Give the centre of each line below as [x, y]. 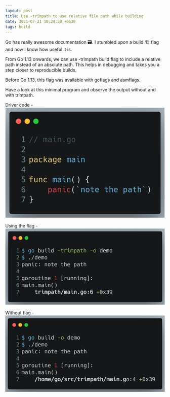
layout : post [19, 11]
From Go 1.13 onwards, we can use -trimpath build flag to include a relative [83, 59]
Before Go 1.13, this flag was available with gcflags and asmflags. [73, 80]
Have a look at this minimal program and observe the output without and [80, 90]
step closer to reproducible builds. [41, 70]
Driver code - [19, 105]
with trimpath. [20, 95]
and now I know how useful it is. [39, 49]
